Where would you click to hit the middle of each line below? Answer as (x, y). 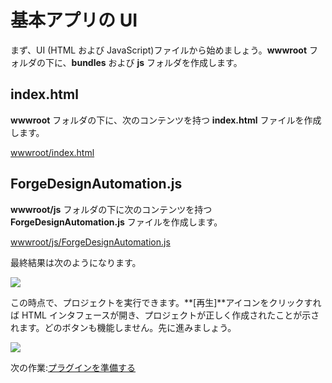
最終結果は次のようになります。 (76, 262)
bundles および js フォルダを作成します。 (157, 62)
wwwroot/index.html (52, 152)
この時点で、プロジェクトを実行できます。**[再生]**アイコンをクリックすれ (166, 302)
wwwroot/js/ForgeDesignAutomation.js (90, 242)
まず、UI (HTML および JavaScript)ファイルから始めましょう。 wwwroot (159, 50)
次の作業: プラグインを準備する (73, 367)
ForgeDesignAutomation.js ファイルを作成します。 (116, 222)
